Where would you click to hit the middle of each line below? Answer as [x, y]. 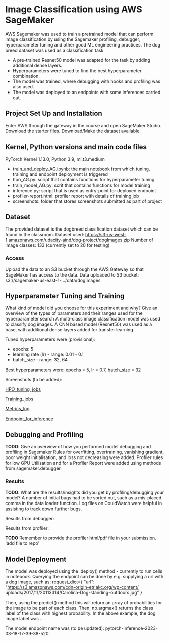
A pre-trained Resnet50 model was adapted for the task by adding [81, 60]
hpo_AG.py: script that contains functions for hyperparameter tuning [83, 179]
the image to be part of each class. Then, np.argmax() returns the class [79, 608]
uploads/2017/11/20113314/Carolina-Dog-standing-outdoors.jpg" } [74, 593]
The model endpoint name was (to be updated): [55, 628]
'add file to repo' [22, 543]
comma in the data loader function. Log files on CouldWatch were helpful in [84, 503]
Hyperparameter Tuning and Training [65, 296]
